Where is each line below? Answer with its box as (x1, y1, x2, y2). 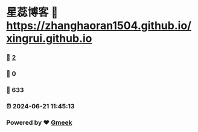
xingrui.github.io (6, 31, 92, 45)
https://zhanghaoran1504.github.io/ (6, 19, 192, 33)
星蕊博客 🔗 (6, 5, 59, 19)
